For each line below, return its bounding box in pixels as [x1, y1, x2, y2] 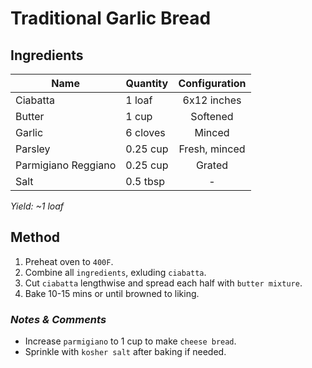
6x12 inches [182, 93, 242, 107]
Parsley [15, 142, 51, 156]
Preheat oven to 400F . [24, 255, 114, 267]
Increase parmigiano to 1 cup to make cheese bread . [24, 335, 237, 347]
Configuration [178, 77, 247, 90]
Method [10, 229, 61, 246]
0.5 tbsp [125, 175, 165, 188]
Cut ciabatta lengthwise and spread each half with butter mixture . [24, 277, 303, 289]
